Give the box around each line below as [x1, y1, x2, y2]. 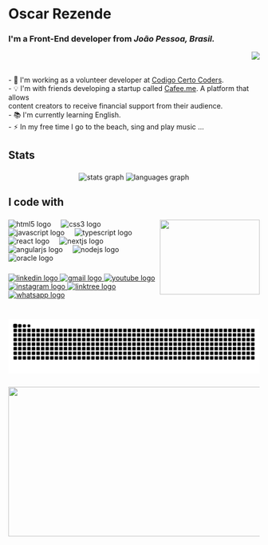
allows [8, 93, 30, 102]
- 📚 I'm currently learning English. [8, 110, 121, 120]
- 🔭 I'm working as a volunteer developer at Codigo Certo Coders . [8, 75, 225, 85]
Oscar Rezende [8, 5, 112, 23]
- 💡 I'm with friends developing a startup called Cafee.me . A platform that [8, 84, 250, 93]
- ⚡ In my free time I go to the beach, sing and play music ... [8, 122, 205, 132]
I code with [8, 195, 65, 209]
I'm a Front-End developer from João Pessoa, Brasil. [8, 34, 215, 45]
